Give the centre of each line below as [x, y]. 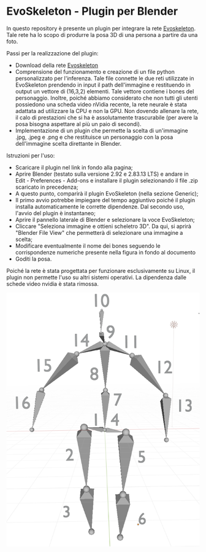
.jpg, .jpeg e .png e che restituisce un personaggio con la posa [94, 137]
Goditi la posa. [33, 259]
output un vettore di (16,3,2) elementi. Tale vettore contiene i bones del [105, 91]
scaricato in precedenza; [47, 187]
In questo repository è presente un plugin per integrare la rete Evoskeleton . [101, 28]
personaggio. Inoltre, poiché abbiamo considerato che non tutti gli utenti [106, 98]
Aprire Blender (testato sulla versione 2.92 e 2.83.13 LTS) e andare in [102, 174]
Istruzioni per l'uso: [31, 156]
